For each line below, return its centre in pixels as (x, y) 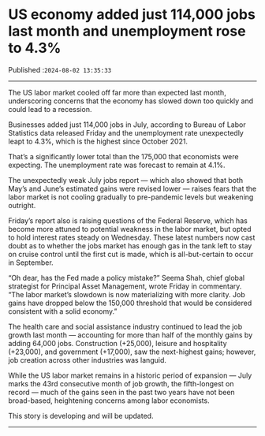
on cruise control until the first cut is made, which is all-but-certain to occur (131, 254)
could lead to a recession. (50, 109)
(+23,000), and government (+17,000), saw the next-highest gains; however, (132, 352)
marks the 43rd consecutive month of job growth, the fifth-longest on (121, 383)
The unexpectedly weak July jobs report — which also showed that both (126, 180)
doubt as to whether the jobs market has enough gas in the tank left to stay (130, 245)
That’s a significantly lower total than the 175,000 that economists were (123, 156)
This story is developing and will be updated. (81, 416)
